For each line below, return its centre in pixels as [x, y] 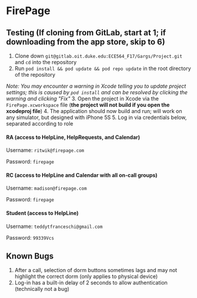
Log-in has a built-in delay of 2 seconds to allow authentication [91, 283]
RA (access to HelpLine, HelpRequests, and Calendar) [73, 137]
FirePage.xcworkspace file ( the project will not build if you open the [88, 105]
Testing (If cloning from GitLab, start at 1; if [86, 33]
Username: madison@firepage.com [46, 188]
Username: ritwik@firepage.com [45, 150]
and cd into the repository [46, 62]
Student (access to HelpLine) [42, 213]
